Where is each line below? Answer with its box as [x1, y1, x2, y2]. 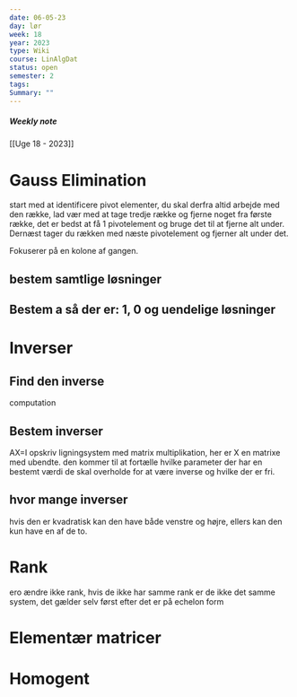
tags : [9, 80, 30, 89]
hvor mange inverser [9, 492, 128, 508]
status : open [9, 64, 58, 73]
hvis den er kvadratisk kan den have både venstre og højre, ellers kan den [9, 516, 283, 527]
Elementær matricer [9, 627, 162, 648]
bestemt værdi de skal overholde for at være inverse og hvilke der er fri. [9, 466, 275, 476]
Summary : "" [9, 88, 54, 97]
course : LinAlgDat [9, 55, 78, 64]
